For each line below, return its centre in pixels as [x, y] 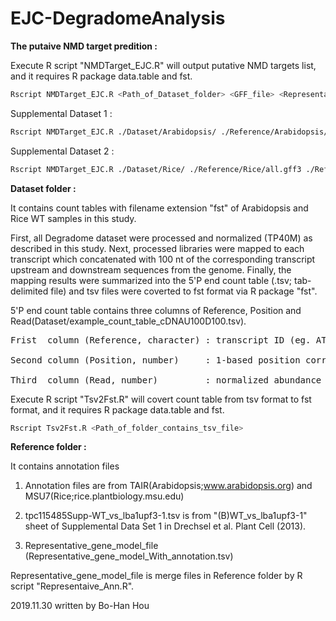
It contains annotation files [65, 466]
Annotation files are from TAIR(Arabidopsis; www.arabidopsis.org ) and [168, 486]
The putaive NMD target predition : [84, 46]
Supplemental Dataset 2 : [62, 151]
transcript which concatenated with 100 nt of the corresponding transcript [163, 259]
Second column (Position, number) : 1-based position [155, 360]
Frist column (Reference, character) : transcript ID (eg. [161, 340]
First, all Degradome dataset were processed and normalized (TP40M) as [161, 238]
